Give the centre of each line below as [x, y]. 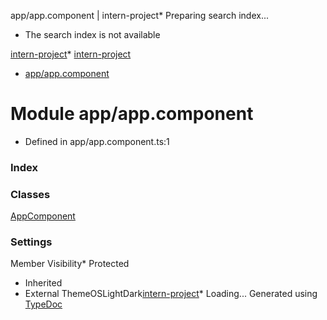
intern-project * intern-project [71, 54]
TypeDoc [43, 304]
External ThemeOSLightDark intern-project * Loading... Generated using [171, 294]
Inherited [43, 283]
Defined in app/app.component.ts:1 [97, 141]
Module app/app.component [132, 114]
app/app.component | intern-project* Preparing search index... [140, 15]
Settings [31, 242]
